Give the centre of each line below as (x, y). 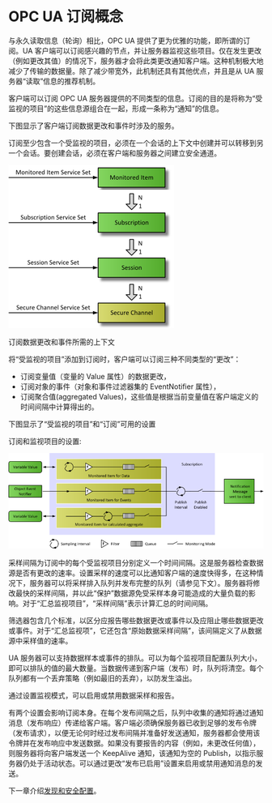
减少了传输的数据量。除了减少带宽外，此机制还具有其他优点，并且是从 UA (132, 70)
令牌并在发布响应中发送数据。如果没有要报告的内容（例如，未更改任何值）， (134, 743)
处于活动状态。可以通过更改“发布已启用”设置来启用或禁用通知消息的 (143, 763)
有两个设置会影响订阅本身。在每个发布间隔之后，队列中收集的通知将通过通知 (136, 713)
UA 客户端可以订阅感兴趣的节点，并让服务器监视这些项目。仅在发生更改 (142, 50)
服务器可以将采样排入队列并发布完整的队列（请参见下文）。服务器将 (141, 583)
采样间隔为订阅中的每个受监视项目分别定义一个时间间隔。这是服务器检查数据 (136, 563)
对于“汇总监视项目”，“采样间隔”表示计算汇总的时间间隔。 (117, 604)
